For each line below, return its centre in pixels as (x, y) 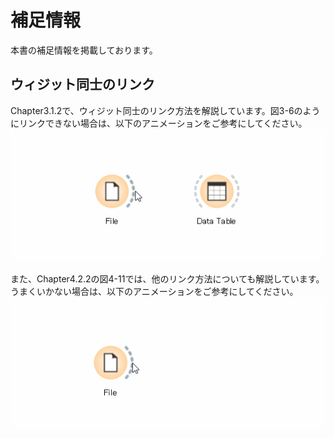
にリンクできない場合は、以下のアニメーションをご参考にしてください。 (159, 123)
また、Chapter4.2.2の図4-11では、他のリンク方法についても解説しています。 (167, 279)
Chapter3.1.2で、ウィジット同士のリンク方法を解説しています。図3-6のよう (165, 110)
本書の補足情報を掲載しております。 (84, 50)
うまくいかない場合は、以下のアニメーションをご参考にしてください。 (154, 292)
